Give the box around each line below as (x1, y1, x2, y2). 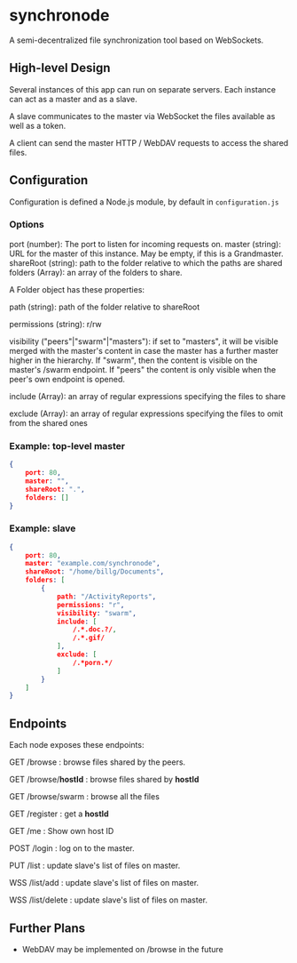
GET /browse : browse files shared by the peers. (9, 757, 186, 767)
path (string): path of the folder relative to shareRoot (9, 301, 200, 312)
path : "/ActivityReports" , (56, 592, 157, 601)
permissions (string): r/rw (9, 318, 102, 329)
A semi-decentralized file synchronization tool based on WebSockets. (9, 35, 264, 45)
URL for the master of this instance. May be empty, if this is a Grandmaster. (9, 248, 284, 259)
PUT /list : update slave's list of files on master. (9, 860, 181, 871)
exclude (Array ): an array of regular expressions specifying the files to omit (9, 408, 284, 419)
